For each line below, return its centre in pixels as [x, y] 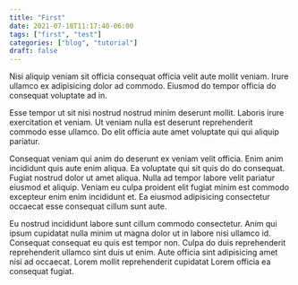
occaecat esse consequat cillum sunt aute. [88, 206]
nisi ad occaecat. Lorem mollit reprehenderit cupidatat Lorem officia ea [140, 262]
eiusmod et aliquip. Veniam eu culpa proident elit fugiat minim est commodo [149, 187]
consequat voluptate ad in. [58, 96]
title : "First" [38, 17]
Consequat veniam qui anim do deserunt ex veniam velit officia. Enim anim [146, 159]
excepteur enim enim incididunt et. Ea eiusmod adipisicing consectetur [140, 197]
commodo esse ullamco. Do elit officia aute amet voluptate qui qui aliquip [145, 132]
